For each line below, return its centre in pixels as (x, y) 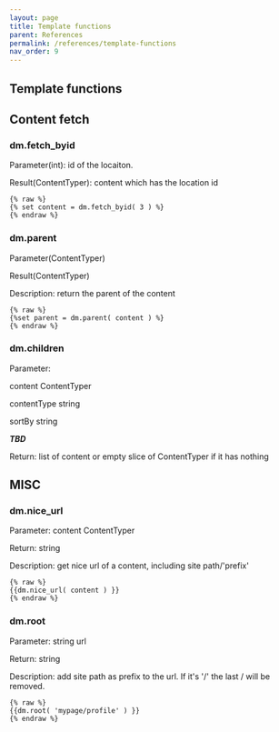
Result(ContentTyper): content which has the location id (114, 183)
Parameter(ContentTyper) (58, 258)
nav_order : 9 (34, 52)
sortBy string (34, 421)
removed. (27, 686)
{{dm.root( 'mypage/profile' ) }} (75, 710)
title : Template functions (60, 26)
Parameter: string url (48, 641)
